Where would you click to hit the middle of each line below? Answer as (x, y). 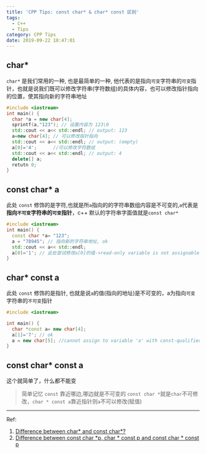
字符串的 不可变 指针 (29, 301)
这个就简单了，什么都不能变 (41, 381)
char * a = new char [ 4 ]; (42, 119)
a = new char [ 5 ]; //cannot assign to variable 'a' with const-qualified (107, 341)
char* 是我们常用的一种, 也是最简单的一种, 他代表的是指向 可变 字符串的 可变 (99, 81)
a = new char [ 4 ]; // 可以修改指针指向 (55, 136)
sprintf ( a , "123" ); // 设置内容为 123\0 (60, 125)
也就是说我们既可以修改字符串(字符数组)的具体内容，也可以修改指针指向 (108, 88)
